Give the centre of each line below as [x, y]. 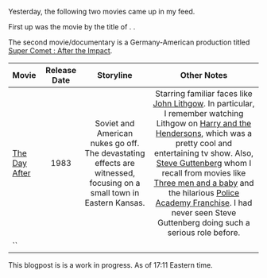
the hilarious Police [204, 193]
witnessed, [114, 173]
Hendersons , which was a [204, 133]
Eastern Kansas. [115, 203]
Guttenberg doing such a [204, 223]
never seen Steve [204, 212]
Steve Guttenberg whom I [204, 163]
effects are [115, 163]
